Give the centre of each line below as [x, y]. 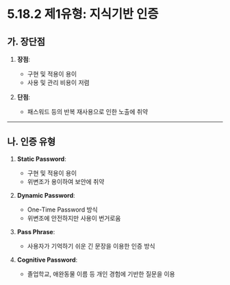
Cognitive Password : [47, 260]
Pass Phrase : [36, 231]
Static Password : [41, 159]
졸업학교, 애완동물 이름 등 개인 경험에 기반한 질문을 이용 [101, 274]
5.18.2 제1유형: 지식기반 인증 [83, 14]
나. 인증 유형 [31, 142]
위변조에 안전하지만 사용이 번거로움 [74, 218]
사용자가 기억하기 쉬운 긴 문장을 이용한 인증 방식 [91, 246]
